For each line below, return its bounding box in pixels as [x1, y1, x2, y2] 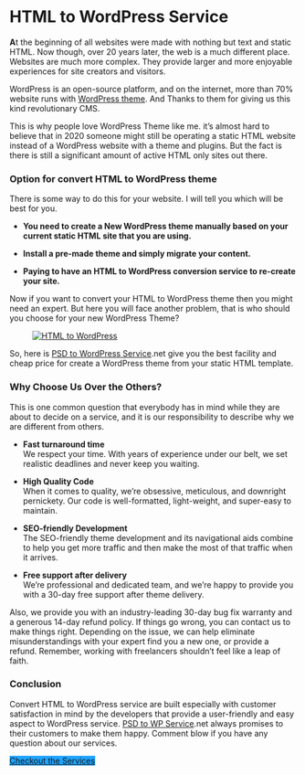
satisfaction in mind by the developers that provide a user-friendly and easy [9, 708, 295, 719]
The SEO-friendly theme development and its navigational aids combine [22, 532, 294, 543]
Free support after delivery [22, 569, 128, 580]
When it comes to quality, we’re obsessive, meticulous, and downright [22, 485, 286, 496]
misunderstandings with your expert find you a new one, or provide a [9, 635, 269, 646]
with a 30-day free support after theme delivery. [22, 589, 205, 600]
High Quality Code [22, 475, 94, 486]
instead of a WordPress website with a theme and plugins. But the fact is [9, 140, 283, 151]
